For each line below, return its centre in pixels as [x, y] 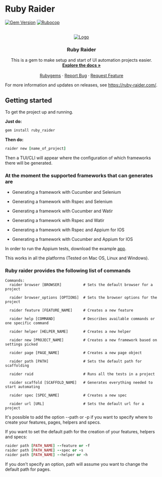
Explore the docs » [81, 65]
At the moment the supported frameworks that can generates [79, 175]
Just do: [14, 121]
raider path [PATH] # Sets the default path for [76, 361]
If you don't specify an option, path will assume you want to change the [76, 464]
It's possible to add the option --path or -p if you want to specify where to [79, 417]
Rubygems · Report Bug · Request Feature [81, 76]
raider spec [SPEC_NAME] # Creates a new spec [68, 395]
